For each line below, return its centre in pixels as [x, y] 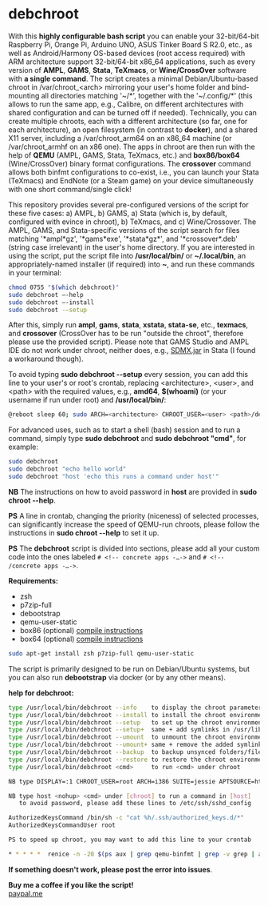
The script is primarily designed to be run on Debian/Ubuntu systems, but [129, 668]
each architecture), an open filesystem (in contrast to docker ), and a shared [133, 130]
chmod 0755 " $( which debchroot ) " [64, 287]
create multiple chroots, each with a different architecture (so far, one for [128, 121]
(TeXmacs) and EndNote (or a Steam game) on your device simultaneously [131, 180]
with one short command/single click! [70, 189]
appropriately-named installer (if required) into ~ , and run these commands [132, 264]
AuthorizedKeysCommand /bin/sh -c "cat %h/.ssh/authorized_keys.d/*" [126, 818]
